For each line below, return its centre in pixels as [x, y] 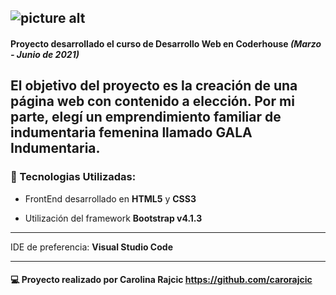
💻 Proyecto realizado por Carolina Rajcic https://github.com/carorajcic [161, 280]
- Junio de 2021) [45, 54]
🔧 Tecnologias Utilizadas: [73, 177]
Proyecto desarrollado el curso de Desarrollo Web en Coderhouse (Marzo [166, 43]
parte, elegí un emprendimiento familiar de [146, 117]
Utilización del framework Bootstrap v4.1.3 [113, 218]
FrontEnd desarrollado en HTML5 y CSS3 [110, 198]
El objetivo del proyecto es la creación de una [154, 86]
